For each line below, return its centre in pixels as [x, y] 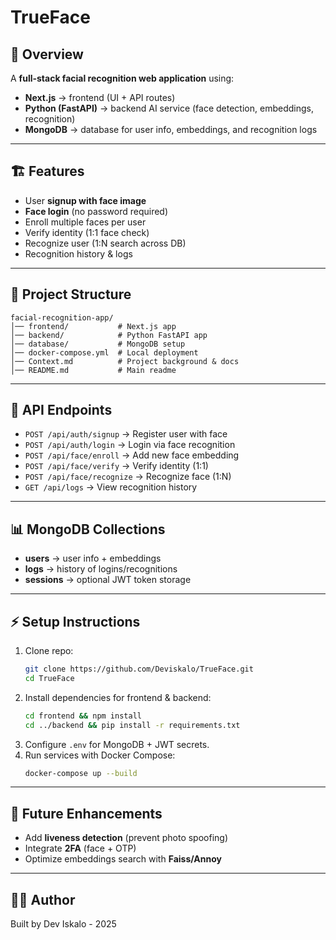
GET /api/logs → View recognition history [111, 487]
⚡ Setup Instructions [75, 621]
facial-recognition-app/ [62, 317]
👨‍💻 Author [43, 899]
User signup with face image [85, 200]
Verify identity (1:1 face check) [87, 232]
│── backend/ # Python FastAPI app [109, 335]
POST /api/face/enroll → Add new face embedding [132, 455]
